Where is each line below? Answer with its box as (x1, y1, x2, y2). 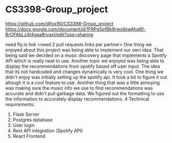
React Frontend (12, 133, 46, 139)
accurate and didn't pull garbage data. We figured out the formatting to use (5, 90, 164, 96)
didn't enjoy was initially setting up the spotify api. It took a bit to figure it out (5, 74, 167, 80)
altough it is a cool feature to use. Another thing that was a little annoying (5, 79, 160, 86)
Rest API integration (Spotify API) (12, 127, 83, 134)
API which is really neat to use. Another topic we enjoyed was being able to (5, 57, 164, 64)
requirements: (5, 101, 35, 107)
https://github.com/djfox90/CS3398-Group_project (5, 21, 113, 27)
